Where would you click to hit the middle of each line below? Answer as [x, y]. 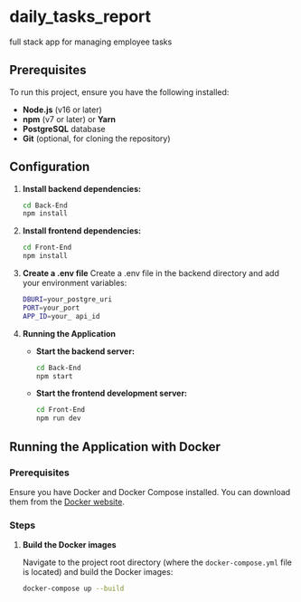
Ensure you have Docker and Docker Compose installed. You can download [150, 492]
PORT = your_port [51, 308]
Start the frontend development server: [112, 393]
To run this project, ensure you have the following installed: [119, 91]
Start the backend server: [85, 351]
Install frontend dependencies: [82, 231]
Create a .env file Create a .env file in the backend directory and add [151, 273]
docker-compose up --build [73, 589]
